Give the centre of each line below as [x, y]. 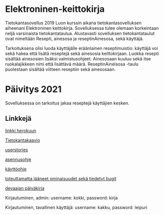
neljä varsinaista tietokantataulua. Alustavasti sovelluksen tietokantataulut [80, 33]
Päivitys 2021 [33, 89]
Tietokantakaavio [23, 140]
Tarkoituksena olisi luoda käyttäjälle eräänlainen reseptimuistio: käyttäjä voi [82, 48]
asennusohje [18, 159]
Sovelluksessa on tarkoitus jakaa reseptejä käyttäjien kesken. [67, 103]
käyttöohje [16, 169]
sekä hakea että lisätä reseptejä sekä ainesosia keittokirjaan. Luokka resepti [82, 54]
